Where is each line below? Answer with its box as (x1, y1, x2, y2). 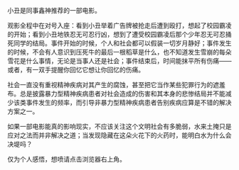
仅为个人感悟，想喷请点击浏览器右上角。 (7, 155, 126, 163)
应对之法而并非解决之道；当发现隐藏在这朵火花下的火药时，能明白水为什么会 (7, 131, 232, 140)
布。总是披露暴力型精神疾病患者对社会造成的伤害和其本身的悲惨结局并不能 (7, 89, 225, 98)
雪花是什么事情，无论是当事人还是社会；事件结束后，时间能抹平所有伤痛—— (7, 57, 232, 65)
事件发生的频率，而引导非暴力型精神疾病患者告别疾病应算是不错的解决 (26, 98, 232, 106)
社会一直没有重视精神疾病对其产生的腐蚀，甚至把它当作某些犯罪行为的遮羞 (7, 81, 225, 89)
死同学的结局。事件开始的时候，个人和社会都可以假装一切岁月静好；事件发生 (7, 39, 232, 47)
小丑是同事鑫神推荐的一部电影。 (7, 6, 101, 14)
